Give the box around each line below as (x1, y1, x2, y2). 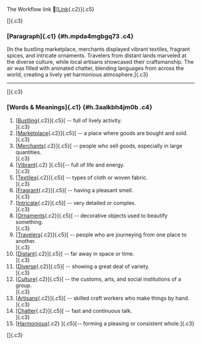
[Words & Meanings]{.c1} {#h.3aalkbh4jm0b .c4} (7, 103, 153, 112)
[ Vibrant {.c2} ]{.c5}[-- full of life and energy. (15, 161, 125, 168)
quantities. (15, 148, 42, 155)
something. (15, 218, 44, 225)
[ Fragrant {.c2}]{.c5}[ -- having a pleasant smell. (15, 186, 134, 193)
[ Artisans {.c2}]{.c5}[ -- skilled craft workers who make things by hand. (15, 294, 190, 302)
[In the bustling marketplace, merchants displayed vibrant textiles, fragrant (7, 45, 190, 53)
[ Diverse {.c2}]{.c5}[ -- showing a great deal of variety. (15, 263, 150, 270)
